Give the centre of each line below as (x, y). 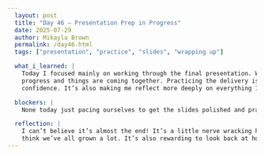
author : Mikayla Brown (52, 37)
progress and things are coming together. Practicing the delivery (135, 81)
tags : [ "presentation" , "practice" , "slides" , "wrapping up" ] (119, 52)
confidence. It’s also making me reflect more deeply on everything (137, 88)
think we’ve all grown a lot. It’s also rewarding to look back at (135, 138)
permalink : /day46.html (53, 45)
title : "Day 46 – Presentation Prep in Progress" (98, 23)
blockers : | (34, 102)
